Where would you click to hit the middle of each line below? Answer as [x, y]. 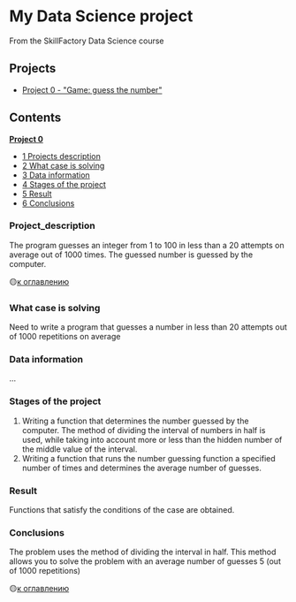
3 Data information [56, 175]
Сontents [35, 118]
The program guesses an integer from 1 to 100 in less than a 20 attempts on [147, 245]
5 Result [37, 194]
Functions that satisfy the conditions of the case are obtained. [122, 510]
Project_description [52, 225]
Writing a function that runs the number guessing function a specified [148, 458]
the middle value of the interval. [80, 449]
